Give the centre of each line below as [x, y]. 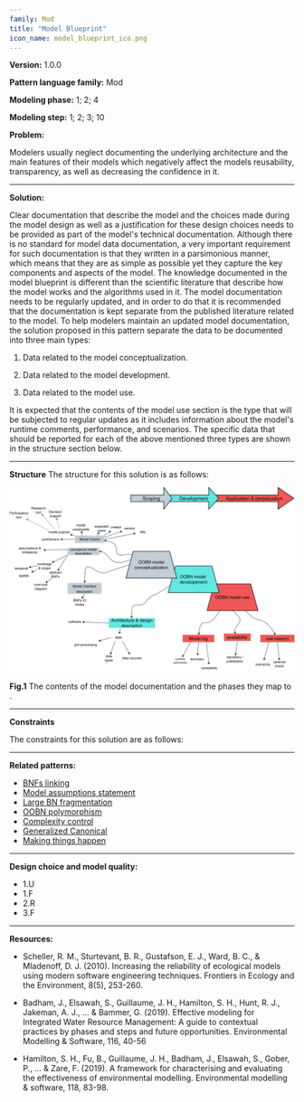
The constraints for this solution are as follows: [96, 739]
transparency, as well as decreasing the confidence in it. [114, 172]
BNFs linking [46, 783]
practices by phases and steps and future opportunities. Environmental [155, 1031]
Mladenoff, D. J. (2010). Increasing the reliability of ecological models [152, 966]
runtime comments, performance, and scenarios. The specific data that [142, 429]
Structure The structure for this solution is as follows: [109, 475]
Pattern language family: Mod [66, 82]
